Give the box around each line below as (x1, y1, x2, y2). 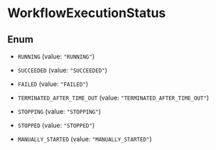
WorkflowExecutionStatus (7, 5, 166, 21)
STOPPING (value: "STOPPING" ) (17, 107, 102, 115)
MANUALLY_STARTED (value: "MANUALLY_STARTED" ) (17, 135, 152, 143)
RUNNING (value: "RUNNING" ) (17, 52, 94, 60)
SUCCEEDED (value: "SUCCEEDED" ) (17, 66, 108, 74)
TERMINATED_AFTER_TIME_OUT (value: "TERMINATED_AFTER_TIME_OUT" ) (17, 94, 210, 102)
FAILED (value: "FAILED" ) (17, 80, 89, 88)
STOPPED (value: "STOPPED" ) (17, 121, 94, 129)
